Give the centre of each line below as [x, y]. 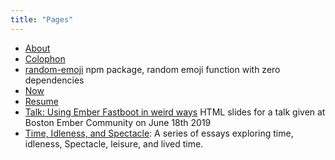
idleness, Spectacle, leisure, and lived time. [114, 143]
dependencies [54, 80]
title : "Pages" [42, 19]
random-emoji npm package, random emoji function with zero [152, 69]
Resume [41, 101]
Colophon [45, 58]
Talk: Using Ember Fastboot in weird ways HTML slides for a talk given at [175, 112]
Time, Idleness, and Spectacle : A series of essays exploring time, [159, 133]
